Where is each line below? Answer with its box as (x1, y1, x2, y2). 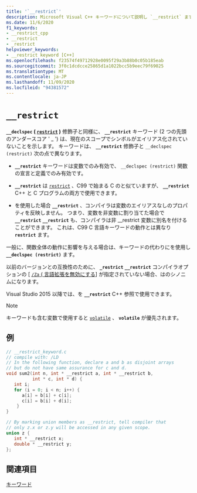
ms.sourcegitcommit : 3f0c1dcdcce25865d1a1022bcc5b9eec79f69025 (6, 63, 164, 69)
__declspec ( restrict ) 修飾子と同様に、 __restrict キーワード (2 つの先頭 (6, 128, 186, 135)
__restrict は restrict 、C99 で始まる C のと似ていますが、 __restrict (14, 182, 189, 189)
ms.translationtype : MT (6, 69, 64, 74)
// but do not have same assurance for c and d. (6, 365, 127, 371)
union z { (6, 430, 30, 436)
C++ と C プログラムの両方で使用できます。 (14, 189, 120, 196)
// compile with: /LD (6, 354, 59, 360)
